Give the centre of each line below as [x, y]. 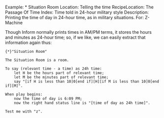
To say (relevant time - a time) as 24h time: [54, 69]
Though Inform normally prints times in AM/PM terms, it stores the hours [79, 32]
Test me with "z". [24, 112]
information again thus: [28, 43]
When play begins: [24, 94]
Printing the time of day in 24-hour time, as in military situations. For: [74, 17]
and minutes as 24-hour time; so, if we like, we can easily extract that [75, 37]
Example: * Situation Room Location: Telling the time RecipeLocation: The [79, 7]
